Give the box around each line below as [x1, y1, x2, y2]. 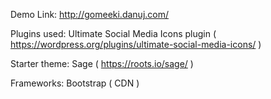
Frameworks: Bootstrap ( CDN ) [10, 77, 140, 89]
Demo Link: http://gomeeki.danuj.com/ [10, 9, 170, 20]
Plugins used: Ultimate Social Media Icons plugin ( [10, 28, 217, 39]
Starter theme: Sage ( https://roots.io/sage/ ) [10, 58, 194, 69]
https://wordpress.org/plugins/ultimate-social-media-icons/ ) [10, 39, 262, 50]
